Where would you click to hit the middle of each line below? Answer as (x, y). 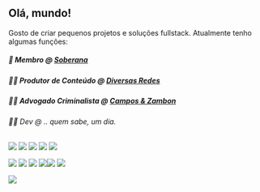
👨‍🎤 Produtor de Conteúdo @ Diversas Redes (84, 80)
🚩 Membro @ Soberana (48, 60)
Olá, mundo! (40, 13)
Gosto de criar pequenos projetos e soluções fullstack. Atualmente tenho (130, 32)
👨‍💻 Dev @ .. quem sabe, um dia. (62, 122)
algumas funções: (38, 41)
